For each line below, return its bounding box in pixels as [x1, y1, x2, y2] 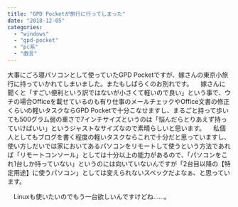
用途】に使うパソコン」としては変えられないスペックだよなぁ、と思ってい [13, 168, 231, 176]
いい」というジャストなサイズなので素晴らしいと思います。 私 [31, 124, 220, 132]
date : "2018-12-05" [7, 17, 65, 24]
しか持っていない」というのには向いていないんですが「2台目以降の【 [22, 159, 225, 168]
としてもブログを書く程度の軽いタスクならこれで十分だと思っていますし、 [13, 132, 231, 141]
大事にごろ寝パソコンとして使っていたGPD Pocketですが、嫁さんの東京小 [7, 70, 222, 79]
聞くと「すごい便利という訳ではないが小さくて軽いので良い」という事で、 [7, 88, 225, 97]
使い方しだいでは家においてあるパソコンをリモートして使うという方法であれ [7, 142, 231, 150]
